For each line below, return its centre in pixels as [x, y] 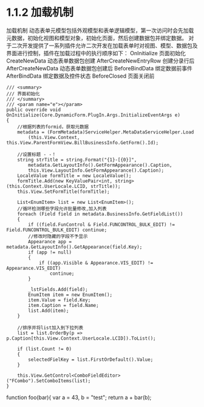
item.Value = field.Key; [59, 300]
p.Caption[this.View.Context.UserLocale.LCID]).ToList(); [81, 338]
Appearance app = [50, 241]
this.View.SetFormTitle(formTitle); [64, 192]
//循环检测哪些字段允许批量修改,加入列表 [62, 209]
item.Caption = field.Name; [63, 305]
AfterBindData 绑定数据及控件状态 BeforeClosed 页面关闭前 [80, 76]
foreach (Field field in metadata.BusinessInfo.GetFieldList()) [100, 214]
